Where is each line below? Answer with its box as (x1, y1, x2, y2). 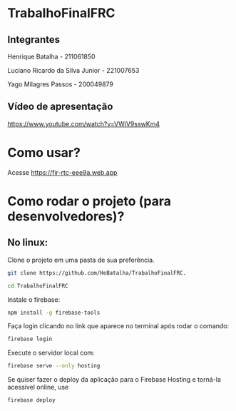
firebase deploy (7, 397, 56, 404)
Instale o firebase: (7, 295, 61, 304)
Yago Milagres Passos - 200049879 (7, 80, 114, 88)
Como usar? (7, 145, 81, 161)
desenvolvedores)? (7, 208, 125, 224)
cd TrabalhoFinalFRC (7, 282, 69, 290)
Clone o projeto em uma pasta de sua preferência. (7, 255, 155, 264)
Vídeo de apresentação (7, 101, 113, 113)
